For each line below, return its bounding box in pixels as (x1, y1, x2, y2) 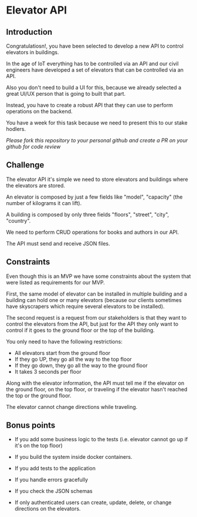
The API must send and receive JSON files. (6, 240, 110, 247)
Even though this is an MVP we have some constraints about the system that (6, 273, 191, 280)
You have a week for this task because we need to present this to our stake (6, 119, 188, 126)
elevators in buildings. (6, 49, 60, 56)
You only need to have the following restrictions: (6, 338, 123, 345)
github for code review (6, 143, 61, 150)
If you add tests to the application (14, 465, 96, 472)
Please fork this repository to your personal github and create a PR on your (6, 137, 188, 144)
